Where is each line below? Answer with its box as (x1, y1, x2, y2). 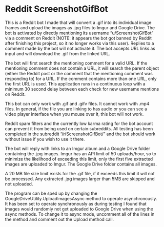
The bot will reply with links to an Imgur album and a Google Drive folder (5, 145, 150, 151)
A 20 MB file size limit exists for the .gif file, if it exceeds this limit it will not (5, 170, 155, 176)
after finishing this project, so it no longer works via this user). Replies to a (5, 40, 154, 46)
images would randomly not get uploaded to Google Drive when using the (5, 206, 154, 212)
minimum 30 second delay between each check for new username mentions (5, 86, 159, 92)
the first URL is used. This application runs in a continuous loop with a (5, 81, 145, 86)
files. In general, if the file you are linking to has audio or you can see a (5, 106, 147, 112)
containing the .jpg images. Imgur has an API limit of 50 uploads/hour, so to (5, 150, 157, 157)
